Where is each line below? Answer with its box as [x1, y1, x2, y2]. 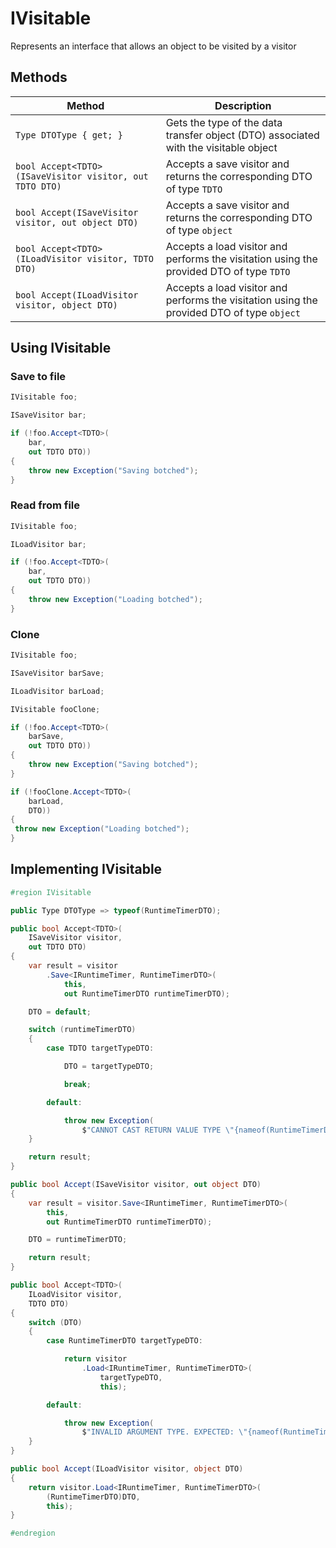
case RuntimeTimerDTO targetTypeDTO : [46, 1336, 203, 1346]
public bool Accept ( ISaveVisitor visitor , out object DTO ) [10, 1180, 262, 1190]
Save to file [10, 370, 67, 384]
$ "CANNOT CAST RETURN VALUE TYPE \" [81, 1125, 235, 1135]
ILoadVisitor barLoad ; [10, 686, 105, 696]
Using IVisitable [10, 340, 112, 357]
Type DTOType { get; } [15, 129, 123, 141]
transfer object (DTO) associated [165, 128, 320, 142]
